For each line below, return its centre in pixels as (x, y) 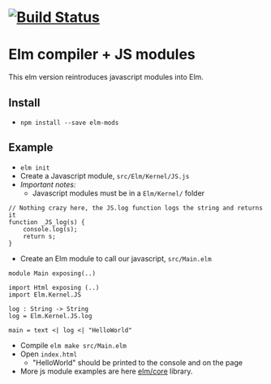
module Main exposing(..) (52, 273)
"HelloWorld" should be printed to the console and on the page (138, 362)
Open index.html (49, 354)
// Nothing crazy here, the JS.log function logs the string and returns (136, 208)
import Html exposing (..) (54, 287)
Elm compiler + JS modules (102, 55)
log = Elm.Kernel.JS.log (50, 316)
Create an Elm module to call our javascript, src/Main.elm (116, 258)
